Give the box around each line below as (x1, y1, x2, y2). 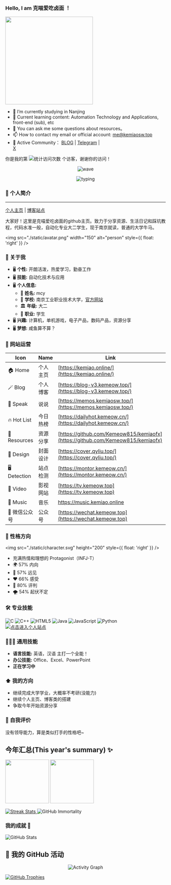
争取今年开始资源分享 (12, 703, 58, 709)
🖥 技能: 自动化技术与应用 (12, 274, 65, 280)
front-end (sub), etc (12, 119, 54, 126)
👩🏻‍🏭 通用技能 (5, 638, 38, 645)
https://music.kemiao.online (58, 499, 124, 506)
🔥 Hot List (8, 416, 32, 424)
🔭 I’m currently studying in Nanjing (12, 109, 85, 115)
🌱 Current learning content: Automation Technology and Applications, (12, 114, 159, 120)
